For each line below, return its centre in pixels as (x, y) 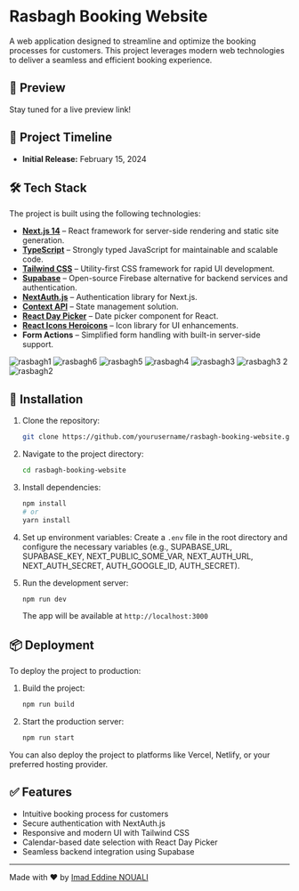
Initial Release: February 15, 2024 (84, 158)
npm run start (48, 738)
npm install (44, 503)
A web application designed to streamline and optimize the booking (133, 41)
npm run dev (44, 599)
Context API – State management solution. (100, 307)
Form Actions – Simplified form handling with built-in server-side (141, 335)
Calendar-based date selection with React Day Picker (120, 842)
